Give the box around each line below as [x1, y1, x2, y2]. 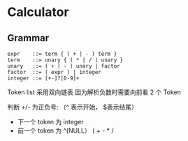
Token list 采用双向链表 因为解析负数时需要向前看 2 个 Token [7, 88, 182, 96]
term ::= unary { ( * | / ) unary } [7, 57, 124, 64]
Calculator [7, 4, 69, 20]
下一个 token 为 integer [17, 118, 84, 126]
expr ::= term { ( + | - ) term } [7, 50, 117, 57]
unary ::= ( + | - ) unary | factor [7, 63, 120, 70]
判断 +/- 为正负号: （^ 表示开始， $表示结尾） [7, 103, 138, 111]
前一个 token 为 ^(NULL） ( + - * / [17, 126, 114, 135]
